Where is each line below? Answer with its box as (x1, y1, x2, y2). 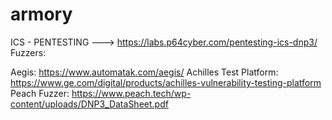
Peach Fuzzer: (10, 87, 70, 99)
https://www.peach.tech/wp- (71, 87, 192, 99)
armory (10, 3, 73, 26)
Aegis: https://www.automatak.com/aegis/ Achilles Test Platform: (10, 66, 279, 78)
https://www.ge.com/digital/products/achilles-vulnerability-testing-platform (10, 76, 322, 88)
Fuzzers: (10, 46, 47, 58)
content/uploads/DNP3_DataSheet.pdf (10, 98, 169, 110)
